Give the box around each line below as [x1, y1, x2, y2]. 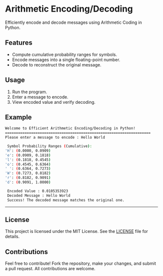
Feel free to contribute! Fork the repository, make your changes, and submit [5, 260, 156, 266]
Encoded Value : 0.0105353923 [7, 188, 68, 194]
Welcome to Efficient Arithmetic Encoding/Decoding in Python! [5, 126, 136, 131]
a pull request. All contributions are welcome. [5, 266, 96, 272]
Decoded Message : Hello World [7, 193, 70, 198]
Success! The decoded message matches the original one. [7, 197, 125, 202]
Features [5, 39, 33, 47]
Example [5, 113, 32, 121]
